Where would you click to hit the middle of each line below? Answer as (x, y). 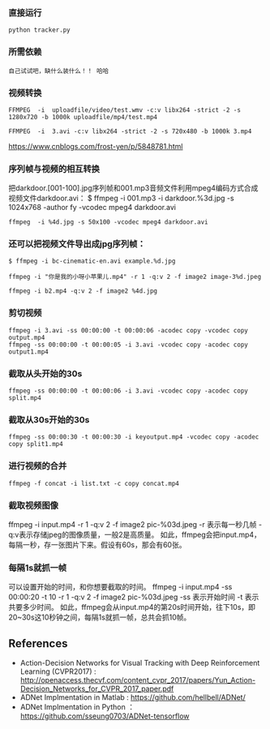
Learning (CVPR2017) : (58, 671)
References (38, 643)
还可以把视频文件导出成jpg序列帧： (77, 244)
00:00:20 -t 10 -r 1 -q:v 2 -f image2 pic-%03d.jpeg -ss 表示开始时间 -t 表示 (134, 597)
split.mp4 (25, 398)
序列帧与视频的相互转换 (54, 169)
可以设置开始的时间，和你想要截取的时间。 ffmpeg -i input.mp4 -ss (120, 587)
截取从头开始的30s (45, 373)
